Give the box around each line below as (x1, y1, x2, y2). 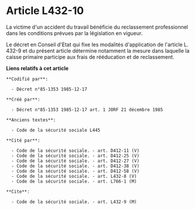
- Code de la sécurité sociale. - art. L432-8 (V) (11, 173, 137, 179)
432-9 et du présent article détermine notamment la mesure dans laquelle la (6, 47, 190, 54)
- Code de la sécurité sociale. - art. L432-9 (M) (11, 199, 137, 205)
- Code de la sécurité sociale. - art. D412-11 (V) (11, 147, 140, 153)
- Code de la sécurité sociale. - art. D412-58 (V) (11, 168, 140, 174)
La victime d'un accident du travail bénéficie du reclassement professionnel (6, 23, 189, 30)
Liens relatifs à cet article (6, 64, 69, 71)
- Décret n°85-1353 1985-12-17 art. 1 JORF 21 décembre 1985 (11, 106, 163, 112)
